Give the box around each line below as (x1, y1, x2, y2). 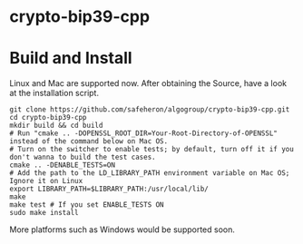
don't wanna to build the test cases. (9, 152, 156, 162)
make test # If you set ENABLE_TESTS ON (9, 200, 165, 210)
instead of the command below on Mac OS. (9, 137, 169, 146)
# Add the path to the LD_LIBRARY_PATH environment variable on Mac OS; (9, 169, 290, 178)
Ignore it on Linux (9, 177, 83, 186)
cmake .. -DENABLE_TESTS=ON (9, 161, 116, 170)
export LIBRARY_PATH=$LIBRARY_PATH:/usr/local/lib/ (9, 184, 209, 194)
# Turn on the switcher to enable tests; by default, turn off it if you (9, 145, 295, 154)
